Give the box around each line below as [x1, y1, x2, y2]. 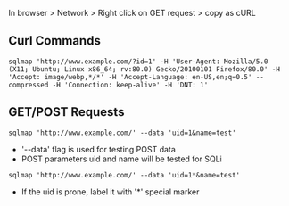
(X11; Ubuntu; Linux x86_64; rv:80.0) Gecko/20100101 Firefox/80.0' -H [8, 64, 280, 74]
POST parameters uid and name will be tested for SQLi [21, 153, 222, 164]
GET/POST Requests [8, 104, 125, 119]
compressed [8, 80, 49, 89]
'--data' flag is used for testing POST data [21, 144, 176, 154]
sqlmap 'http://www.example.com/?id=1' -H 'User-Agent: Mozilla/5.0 [8, 57, 268, 66]
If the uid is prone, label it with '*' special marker [21, 186, 200, 197]
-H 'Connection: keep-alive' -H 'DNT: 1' [52, 80, 209, 89]
